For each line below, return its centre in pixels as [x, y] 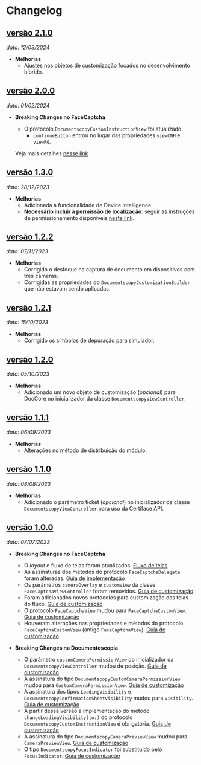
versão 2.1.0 [29, 33]
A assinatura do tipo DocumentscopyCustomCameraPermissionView [102, 679]
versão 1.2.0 [30, 359]
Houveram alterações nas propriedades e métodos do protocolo [104, 623]
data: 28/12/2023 [28, 187]
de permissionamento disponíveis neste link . [79, 218]
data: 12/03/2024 [28, 47]
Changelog [34, 11]
